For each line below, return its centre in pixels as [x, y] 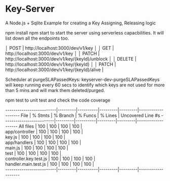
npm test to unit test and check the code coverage [58, 100]
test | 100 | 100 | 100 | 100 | [33, 153]
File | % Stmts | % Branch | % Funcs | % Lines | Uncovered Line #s [91, 115]
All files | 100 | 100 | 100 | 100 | [50, 126]
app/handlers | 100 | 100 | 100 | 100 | [43, 142]
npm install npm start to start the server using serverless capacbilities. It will [85, 33]
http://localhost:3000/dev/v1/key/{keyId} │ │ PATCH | [61, 64]
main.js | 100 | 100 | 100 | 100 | [37, 147]
